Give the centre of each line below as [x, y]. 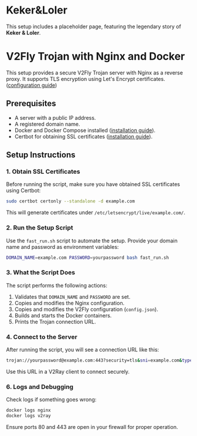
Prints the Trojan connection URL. [55, 322]
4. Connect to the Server [42, 337]
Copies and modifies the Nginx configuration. [69, 303]
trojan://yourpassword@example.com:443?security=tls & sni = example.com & [94, 361]
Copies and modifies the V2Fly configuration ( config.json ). [86, 309]
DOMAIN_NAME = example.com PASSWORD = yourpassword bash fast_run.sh [87, 258]
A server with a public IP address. [55, 117]
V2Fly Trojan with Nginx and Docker [96, 57]
